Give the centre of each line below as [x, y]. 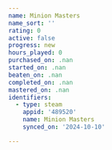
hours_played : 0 [35, 53]
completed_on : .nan [41, 82]
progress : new [32, 45]
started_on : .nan [37, 68]
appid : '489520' [50, 112]
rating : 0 [25, 30]
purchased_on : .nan [41, 61]
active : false [32, 38]
